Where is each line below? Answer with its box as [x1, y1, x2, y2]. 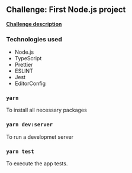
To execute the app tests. [6, 160, 68, 167]
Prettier [14, 61, 33, 68]
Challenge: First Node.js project [6, 5, 126, 15]
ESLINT [14, 67, 34, 74]
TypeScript [14, 55, 42, 62]
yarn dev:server [6, 121, 53, 128]
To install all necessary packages [6, 106, 87, 114]
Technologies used [6, 35, 62, 43]
